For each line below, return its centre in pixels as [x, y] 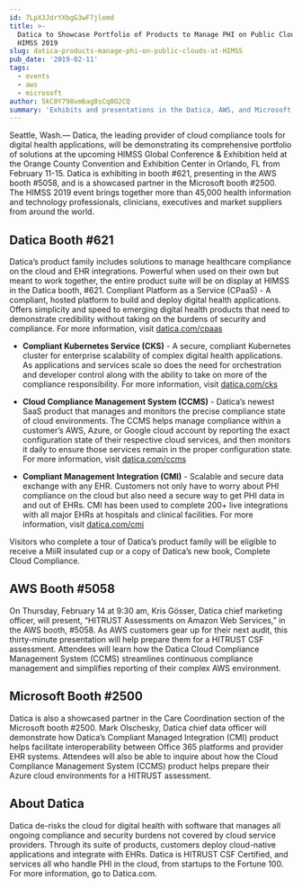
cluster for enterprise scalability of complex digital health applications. [152, 355]
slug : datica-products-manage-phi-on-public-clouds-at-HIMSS [126, 51]
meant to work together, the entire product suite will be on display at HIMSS [149, 281]
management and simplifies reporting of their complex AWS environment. [145, 668]
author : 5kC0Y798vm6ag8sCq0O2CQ [70, 101]
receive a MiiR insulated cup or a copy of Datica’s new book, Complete [140, 552]
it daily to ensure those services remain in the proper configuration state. [157, 450]
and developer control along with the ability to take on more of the [145, 375]
